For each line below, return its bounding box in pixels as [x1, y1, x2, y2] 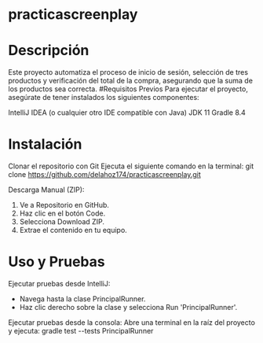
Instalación [8, 135, 82, 153]
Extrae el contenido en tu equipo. [19, 226, 127, 235]
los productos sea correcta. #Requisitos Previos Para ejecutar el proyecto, [8, 84, 249, 94]
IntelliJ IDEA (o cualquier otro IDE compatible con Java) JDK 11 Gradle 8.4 [8, 108, 246, 117]
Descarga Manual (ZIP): [8, 185, 85, 194]
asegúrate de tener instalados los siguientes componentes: [8, 93, 199, 102]
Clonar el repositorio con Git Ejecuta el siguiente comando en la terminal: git [8, 161, 254, 171]
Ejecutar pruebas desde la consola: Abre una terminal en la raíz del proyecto [8, 318, 255, 327]
